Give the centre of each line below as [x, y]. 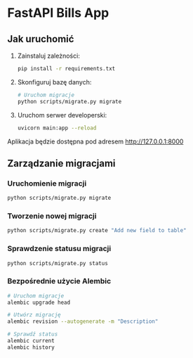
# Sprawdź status [33, 334]
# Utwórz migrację [34, 315]
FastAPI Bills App [58, 13]
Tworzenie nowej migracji [52, 216]
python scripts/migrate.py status [58, 263]
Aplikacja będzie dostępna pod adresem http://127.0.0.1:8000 [95, 141]
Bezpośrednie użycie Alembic [59, 281]
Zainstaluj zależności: [49, 56]
